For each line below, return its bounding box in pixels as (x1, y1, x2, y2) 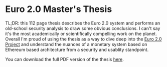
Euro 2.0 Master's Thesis (5, 3, 112, 15)
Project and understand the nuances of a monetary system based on (5, 41, 147, 47)
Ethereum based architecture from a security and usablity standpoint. (5, 46, 149, 52)
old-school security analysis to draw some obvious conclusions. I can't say (5, 25, 160, 31)
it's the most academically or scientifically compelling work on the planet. (5, 30, 157, 36)
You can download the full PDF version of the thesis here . (5, 56, 124, 62)
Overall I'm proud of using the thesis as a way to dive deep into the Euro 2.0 (5, 36, 162, 42)
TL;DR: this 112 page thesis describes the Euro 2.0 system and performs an (5, 20, 160, 26)
